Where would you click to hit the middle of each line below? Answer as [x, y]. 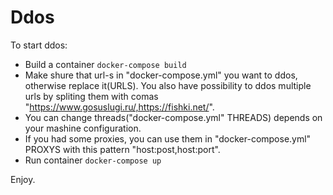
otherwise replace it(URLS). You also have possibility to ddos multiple [168, 85]
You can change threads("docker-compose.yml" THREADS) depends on [173, 117]
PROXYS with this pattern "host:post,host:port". [122, 149]
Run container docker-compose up [93, 160]
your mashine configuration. [83, 128]
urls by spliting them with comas [91, 96]
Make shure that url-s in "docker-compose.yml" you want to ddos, [161, 75]
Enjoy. [23, 179]
